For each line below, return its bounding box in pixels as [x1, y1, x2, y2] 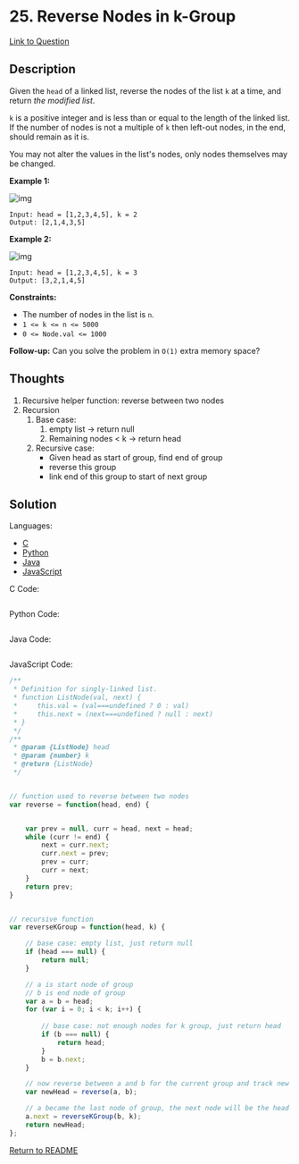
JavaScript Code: [9, 659, 73, 670]
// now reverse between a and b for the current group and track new [25, 1079, 290, 1088]
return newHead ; [25, 1120, 87, 1129]
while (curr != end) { [25, 832, 110, 841]
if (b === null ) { [41, 1030, 110, 1039]
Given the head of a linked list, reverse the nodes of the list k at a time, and [9, 85, 282, 96]
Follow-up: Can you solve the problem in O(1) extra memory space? [9, 345, 261, 356]
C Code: [9, 584, 40, 595]
